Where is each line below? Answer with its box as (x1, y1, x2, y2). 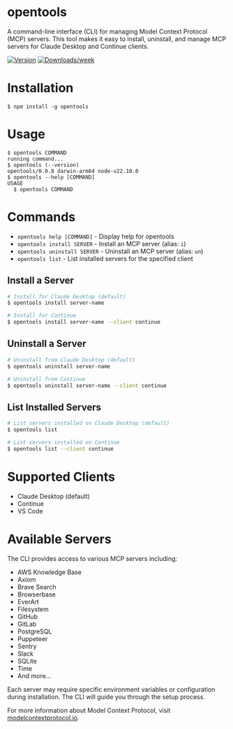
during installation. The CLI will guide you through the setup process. (7, 692, 206, 701)
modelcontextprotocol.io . (7, 713, 80, 722)
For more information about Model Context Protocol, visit (7, 706, 171, 714)
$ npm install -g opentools (7, 103, 89, 110)
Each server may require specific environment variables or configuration (7, 685, 216, 693)
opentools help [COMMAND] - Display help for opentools (17, 232, 174, 241)
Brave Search (17, 583, 57, 591)
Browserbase (17, 590, 56, 599)
